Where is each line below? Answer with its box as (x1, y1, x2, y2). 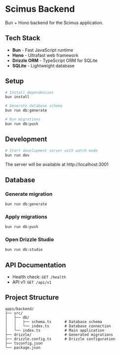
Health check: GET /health (12, 274, 66, 280)
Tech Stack (5, 34, 40, 42)
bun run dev (5, 152, 30, 158)
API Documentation (5, 261, 66, 269)
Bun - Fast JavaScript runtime (12, 47, 73, 53)
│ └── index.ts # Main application (5, 328, 105, 333)
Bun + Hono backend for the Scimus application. (5, 20, 104, 26)
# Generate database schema (5, 103, 63, 109)
